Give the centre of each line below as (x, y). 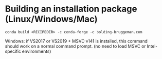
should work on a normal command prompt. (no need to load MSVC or (75, 46)
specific (13, 51)
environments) (36, 51)
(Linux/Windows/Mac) (52, 19)
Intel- (152, 46)
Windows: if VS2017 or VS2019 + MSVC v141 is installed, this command (76, 41)
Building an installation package (71, 9)
